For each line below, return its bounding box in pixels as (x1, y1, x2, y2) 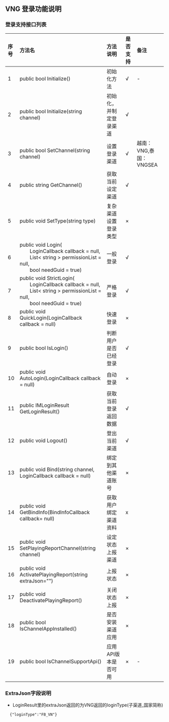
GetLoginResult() (19, 408, 60, 415)
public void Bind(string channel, (19, 466, 95, 473)
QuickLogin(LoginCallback (19, 314, 82, 321)
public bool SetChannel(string (19, 147, 91, 154)
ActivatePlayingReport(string (19, 571, 88, 578)
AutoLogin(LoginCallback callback (19, 375, 101, 382)
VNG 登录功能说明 (5, 5, 62, 14)
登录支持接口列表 (5, 21, 47, 28)
